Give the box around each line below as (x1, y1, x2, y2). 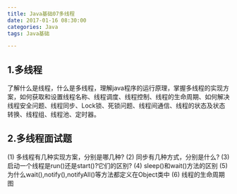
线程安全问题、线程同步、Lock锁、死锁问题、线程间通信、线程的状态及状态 (7, 101, 226, 110)
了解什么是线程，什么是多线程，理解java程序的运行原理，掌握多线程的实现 (7, 84, 224, 92)
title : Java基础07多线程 (7, 10, 75, 18)
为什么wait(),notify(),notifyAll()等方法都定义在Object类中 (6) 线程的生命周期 (7, 170, 226, 179)
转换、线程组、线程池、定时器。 (7, 110, 100, 119)
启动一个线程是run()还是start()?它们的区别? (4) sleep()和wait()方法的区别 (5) (7, 161, 228, 169)
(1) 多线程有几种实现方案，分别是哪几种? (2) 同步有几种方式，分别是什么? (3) (7, 153, 230, 161)
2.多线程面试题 (7, 133, 73, 145)
